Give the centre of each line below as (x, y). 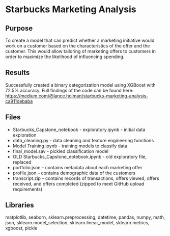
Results (18, 73)
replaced (22, 162)
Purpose (19, 28)
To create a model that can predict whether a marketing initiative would (80, 40)
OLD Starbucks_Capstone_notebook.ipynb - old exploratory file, (80, 156)
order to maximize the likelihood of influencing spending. (65, 57)
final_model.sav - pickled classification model (60, 151)
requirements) (27, 189)
